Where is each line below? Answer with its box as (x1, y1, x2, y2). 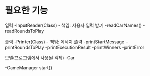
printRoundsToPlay (5, 44, 44, 50)
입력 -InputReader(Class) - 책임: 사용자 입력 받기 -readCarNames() (5, 22, 142, 28)
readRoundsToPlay (5, 28, 44, 34)
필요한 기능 (5, 5, 48, 16)
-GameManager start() (5, 64, 52, 71)
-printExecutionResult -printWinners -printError (45, 44, 145, 50)
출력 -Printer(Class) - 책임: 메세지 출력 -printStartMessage (5, 39, 125, 45)
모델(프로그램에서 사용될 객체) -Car (5, 54, 75, 61)
